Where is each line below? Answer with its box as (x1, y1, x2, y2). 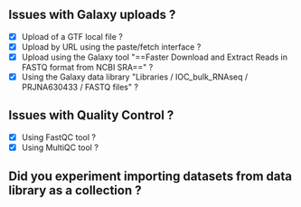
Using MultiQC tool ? (21, 142, 99, 153)
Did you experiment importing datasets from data (8, 169, 293, 184)
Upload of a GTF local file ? (21, 31, 123, 42)
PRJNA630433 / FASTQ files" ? (21, 81, 139, 93)
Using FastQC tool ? (21, 131, 97, 143)
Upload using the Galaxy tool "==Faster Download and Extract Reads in (21, 52, 288, 62)
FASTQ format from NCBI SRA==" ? (21, 62, 154, 72)
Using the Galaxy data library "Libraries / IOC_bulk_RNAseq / (21, 71, 249, 82)
